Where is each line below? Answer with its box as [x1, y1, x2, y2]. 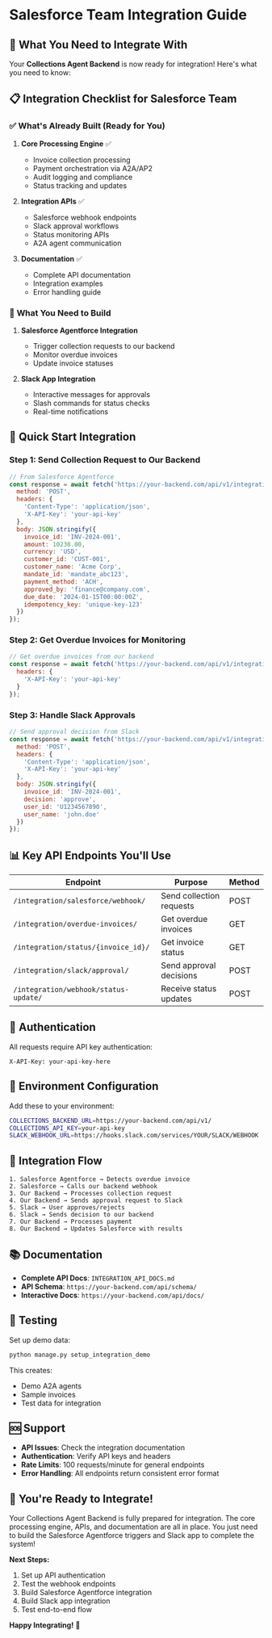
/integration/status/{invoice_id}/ [13, 943, 150, 952]
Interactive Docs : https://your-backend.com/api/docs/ [20, 1290, 205, 1300]
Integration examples [32, 279, 103, 288]
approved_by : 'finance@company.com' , [23, 585, 151, 593]
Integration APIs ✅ [20, 196, 85, 206]
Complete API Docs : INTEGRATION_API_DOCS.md [20, 1273, 175, 1283]
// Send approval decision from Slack [9, 728, 140, 736]
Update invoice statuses [32, 358, 114, 368]
